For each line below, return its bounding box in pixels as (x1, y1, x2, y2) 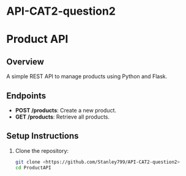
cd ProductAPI (15, 164, 51, 170)
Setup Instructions (6, 131, 79, 141)
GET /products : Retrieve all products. (15, 113, 110, 120)
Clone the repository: (15, 147, 69, 154)
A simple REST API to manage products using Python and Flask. (6, 73, 168, 80)
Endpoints (6, 90, 46, 101)
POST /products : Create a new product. (15, 107, 117, 114)
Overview (6, 56, 45, 67)
